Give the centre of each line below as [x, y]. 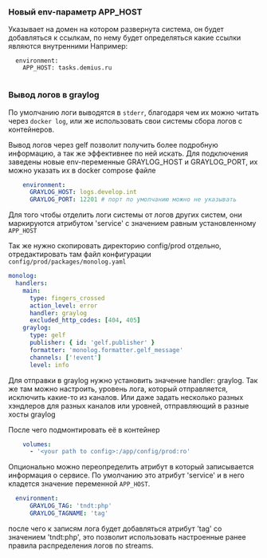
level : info [49, 365]
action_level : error [63, 306]
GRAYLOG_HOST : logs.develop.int [83, 192]
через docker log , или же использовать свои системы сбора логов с [126, 121]
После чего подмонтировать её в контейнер [84, 429]
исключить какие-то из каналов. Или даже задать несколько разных [126, 397]
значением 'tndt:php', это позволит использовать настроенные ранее [127, 536]
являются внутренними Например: [68, 46]
